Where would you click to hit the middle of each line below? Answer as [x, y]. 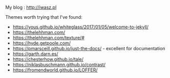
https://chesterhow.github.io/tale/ [48, 59]
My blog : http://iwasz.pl [31, 7]
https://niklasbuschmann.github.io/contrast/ [59, 65]
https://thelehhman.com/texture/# [48, 38]
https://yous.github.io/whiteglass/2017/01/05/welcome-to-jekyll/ [81, 27]
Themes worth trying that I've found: [44, 17]
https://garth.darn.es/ [35, 54]
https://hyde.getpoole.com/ [41, 43]
